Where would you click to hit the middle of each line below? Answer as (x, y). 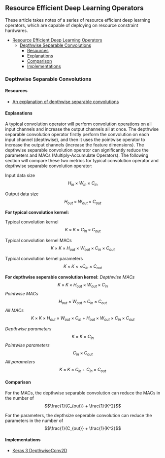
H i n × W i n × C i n (83, 183)
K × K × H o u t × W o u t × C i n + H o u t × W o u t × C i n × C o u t (83, 318)
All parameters (20, 362)
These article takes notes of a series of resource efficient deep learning (78, 20)
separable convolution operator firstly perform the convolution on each (77, 135)
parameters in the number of (34, 421)
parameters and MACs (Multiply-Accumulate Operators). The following (77, 155)
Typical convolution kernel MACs (39, 240)
